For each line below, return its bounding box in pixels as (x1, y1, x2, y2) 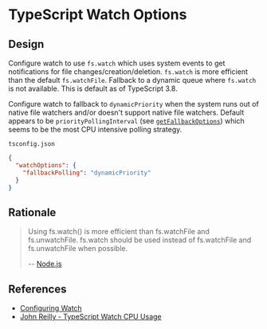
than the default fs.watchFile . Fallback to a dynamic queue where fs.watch (8, 76, 257, 84)
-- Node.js (27, 259, 62, 268)
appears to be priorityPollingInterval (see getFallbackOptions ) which (8, 116, 245, 125)
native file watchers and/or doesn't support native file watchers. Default (8, 108, 245, 117)
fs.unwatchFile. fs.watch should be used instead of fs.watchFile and (27, 235, 252, 245)
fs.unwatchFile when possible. (27, 244, 128, 253)
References (8, 282, 67, 296)
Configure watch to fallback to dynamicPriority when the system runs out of (8, 100, 259, 108)
